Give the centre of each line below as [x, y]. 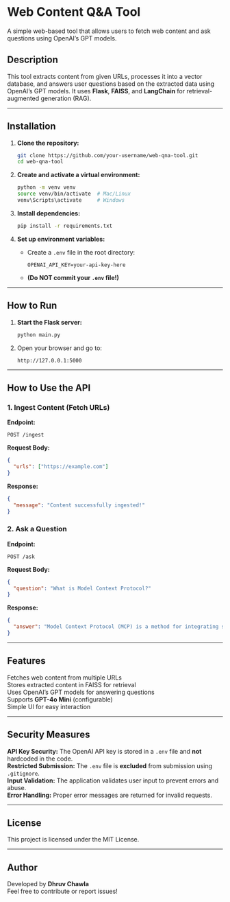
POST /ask [21, 557]
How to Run [32, 306]
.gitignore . [23, 773]
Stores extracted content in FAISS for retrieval [72, 684]
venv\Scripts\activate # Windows [71, 200]
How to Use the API [49, 388]
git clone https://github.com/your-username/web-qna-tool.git [107, 155]
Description [33, 60]
